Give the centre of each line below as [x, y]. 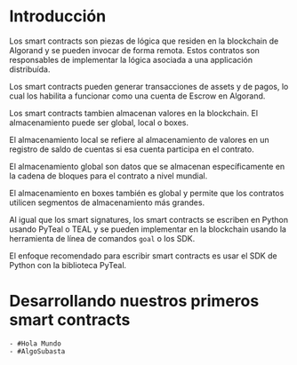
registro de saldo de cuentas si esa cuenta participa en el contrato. [132, 149]
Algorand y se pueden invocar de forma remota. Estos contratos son [135, 50]
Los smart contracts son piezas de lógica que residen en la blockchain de [144, 41]
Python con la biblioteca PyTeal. [68, 265]
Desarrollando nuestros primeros [134, 302]
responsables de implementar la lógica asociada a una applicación [131, 60]
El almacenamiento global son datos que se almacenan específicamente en [147, 166]
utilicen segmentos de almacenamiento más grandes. [107, 202]
